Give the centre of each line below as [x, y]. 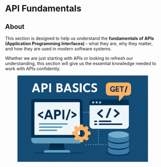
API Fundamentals [43, 9]
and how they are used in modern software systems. [58, 49]
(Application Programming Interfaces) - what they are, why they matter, [79, 44]
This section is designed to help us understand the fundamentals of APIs [80, 38]
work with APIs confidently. [33, 69]
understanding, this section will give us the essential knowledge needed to [81, 63]
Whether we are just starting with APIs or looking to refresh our [69, 58]
